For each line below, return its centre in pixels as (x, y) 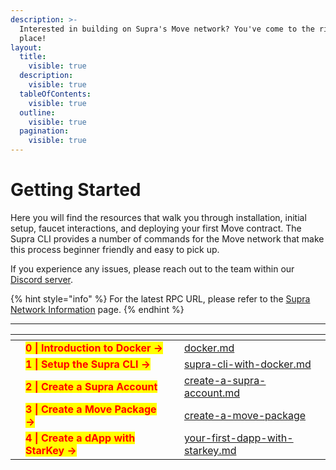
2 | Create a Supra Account (91, 386)
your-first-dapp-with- (238, 438)
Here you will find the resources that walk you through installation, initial (158, 217)
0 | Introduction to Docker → (94, 348)
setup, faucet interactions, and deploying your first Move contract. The (156, 228)
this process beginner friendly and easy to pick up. (115, 249)
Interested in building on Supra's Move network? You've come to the (167, 29)
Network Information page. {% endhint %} (97, 309)
